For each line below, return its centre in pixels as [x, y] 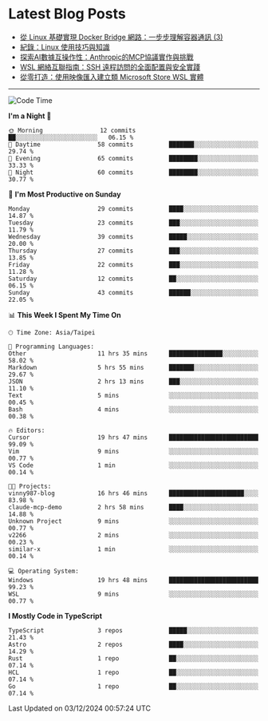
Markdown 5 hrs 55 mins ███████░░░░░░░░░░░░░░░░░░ [134, 367]
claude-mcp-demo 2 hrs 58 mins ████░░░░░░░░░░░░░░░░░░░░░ [134, 507]
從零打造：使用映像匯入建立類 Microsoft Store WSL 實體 [112, 77]
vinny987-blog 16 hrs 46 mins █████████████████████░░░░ [134, 493]
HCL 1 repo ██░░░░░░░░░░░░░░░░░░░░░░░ [134, 672]
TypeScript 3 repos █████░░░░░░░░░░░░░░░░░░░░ [134, 630]
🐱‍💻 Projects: [30, 486]
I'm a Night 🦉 [30, 116]
